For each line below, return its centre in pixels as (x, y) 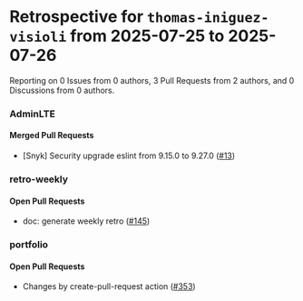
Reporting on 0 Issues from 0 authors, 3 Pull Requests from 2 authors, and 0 (152, 80)
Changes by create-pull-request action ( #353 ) (109, 286)
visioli (38, 38)
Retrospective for (76, 17)
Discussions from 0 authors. (62, 90)
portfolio (29, 245)
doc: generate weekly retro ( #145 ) (86, 221)
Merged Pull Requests (52, 135)
